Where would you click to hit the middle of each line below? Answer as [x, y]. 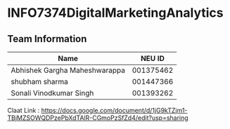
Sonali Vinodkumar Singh [52, 93]
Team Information [47, 39]
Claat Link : [24, 110]
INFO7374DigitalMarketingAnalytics [115, 13]
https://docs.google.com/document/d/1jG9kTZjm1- [114, 110]
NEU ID [153, 59]
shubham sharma [40, 82]
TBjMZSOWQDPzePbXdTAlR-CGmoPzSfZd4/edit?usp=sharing [98, 118]
